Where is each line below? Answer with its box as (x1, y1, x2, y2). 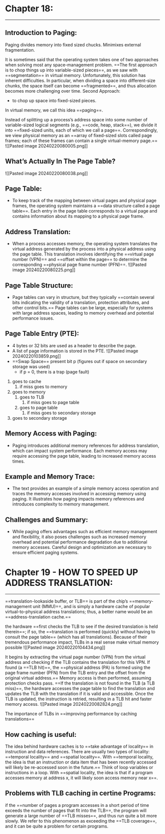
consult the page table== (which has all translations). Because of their (5, 634, 147, 640)
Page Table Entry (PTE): (5, 329, 80, 338)
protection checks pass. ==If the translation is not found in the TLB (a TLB (5, 680, 155, 686)
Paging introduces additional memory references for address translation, (12, 442, 160, 448)
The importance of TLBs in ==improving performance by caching (5, 711, 137, 717)
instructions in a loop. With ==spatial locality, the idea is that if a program (5, 770, 153, 775)
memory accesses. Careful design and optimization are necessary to (12, 544, 152, 550)
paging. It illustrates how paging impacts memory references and (12, 496, 144, 502)
